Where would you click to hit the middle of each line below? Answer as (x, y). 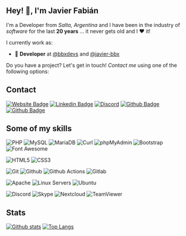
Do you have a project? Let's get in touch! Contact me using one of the (92, 65)
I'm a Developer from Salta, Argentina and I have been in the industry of (93, 25)
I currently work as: (29, 42)
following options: (28, 71)
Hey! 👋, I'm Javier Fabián (52, 11)
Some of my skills (39, 129)
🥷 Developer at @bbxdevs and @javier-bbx (67, 54)
